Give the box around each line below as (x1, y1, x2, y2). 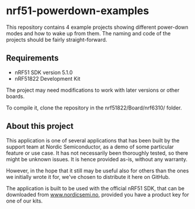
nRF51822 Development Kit (14, 75, 80, 82)
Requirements (6, 53, 59, 63)
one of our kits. (6, 197, 43, 204)
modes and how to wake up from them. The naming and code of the (6, 29, 171, 37)
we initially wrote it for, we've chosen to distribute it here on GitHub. (6, 173, 170, 180)
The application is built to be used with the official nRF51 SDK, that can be (6, 184, 185, 192)
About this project (6, 121, 74, 131)
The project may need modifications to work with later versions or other (6, 87, 180, 94)
